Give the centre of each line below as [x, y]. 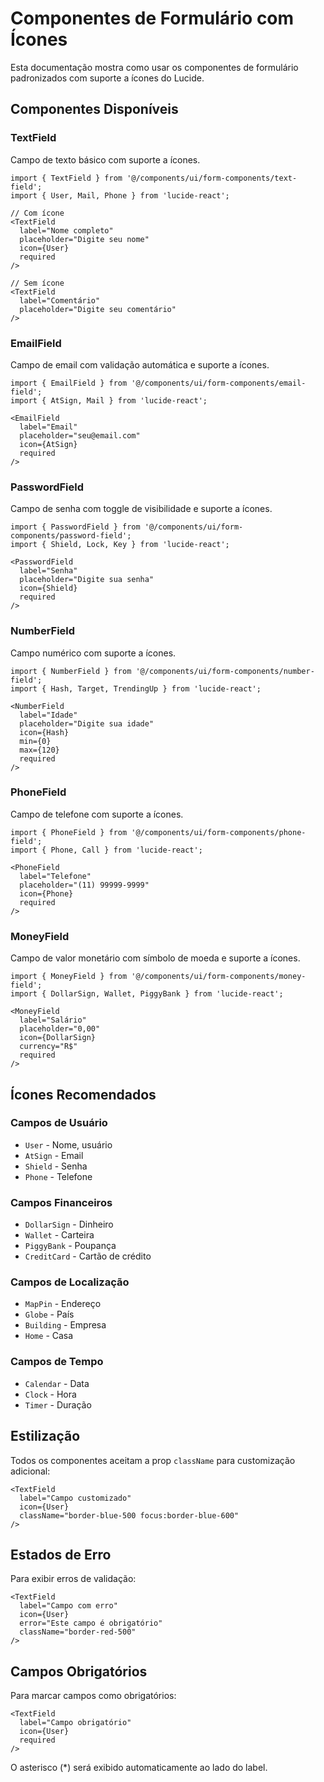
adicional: [30, 1471]
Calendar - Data [57, 1383]
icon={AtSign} [48, 444]
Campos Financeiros [61, 1202]
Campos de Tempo [57, 1362]
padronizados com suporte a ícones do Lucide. [107, 78]
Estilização [45, 1436]
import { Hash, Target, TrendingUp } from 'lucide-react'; [136, 688]
